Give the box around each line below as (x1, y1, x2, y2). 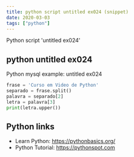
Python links (6, 121, 55, 132)
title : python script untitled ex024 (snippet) (6, 8, 129, 15)
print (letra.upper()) (6, 104, 61, 111)
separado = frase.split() (6, 88, 72, 94)
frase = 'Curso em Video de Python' (6, 82, 99, 89)
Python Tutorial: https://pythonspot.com (15, 144, 115, 152)
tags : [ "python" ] (6, 20, 50, 26)
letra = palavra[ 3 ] (6, 99, 56, 105)
